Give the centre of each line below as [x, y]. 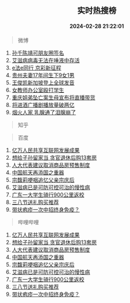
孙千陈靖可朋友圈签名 [38, 53]
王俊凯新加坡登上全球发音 [43, 83]
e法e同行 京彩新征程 [37, 68]
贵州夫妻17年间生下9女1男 [43, 75]
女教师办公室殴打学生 [38, 90]
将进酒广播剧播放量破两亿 [43, 105]
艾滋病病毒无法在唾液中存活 [46, 60]
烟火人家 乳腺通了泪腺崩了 [44, 112]
